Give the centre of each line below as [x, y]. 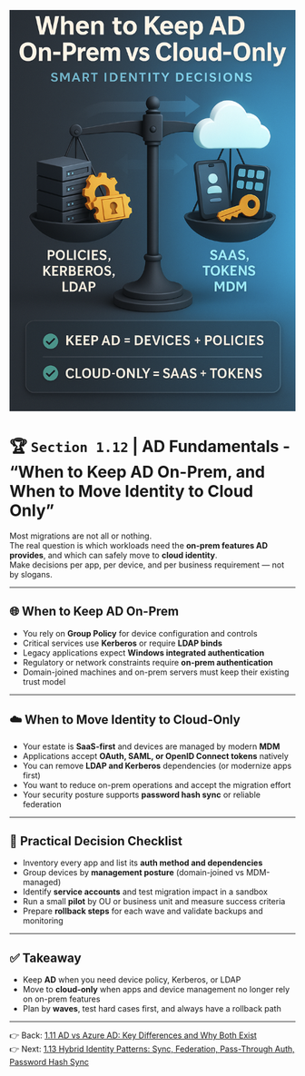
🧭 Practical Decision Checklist [96, 841]
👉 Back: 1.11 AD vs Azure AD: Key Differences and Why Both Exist [133, 1035]
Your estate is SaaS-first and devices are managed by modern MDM [151, 746]
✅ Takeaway [45, 958]
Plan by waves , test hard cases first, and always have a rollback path [152, 1009]
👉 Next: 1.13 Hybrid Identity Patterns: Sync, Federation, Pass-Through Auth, [152, 1049]
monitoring [43, 921]
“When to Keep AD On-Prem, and [138, 472]
